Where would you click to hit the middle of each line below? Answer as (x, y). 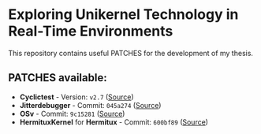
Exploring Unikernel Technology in (123, 15)
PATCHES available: (58, 78)
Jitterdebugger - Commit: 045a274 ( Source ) (90, 105)
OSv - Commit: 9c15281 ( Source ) (72, 114)
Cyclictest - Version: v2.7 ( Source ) (76, 97)
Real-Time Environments (91, 31)
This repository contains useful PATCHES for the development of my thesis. (131, 53)
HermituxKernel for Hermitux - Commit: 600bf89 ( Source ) (114, 122)
